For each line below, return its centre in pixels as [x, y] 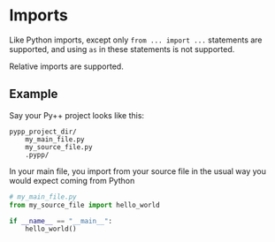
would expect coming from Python [72, 180]
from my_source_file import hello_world [85, 205]
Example [34, 94]
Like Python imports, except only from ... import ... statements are [136, 40]
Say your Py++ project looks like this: [76, 115]
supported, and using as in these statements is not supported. [122, 49]
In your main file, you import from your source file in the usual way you [138, 171]
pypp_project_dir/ [43, 132]
